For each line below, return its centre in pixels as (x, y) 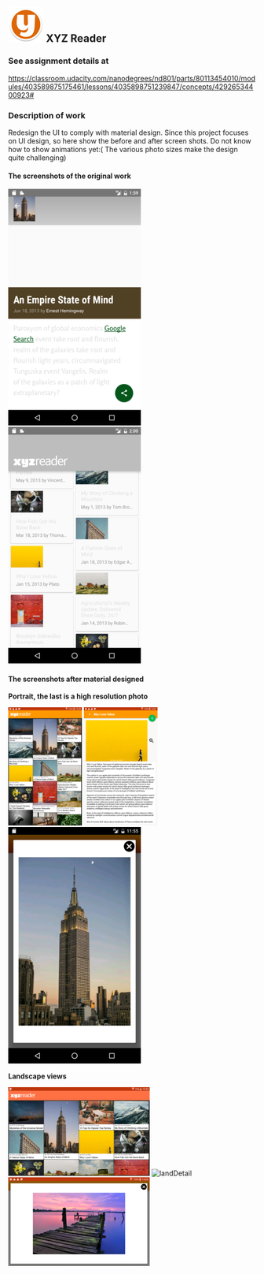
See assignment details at (59, 61)
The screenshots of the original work (70, 176)
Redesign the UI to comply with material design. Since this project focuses (128, 132)
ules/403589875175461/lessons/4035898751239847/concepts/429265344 (131, 87)
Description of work (47, 115)
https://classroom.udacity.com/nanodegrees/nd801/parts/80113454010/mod (132, 78)
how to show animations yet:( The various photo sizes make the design (123, 149)
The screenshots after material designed (76, 679)
